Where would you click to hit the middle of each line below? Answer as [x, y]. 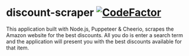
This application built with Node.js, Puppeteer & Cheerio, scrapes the [90, 29]
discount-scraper [50, 13]
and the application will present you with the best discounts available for [94, 41]
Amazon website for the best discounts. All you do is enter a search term [94, 35]
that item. [18, 48]
